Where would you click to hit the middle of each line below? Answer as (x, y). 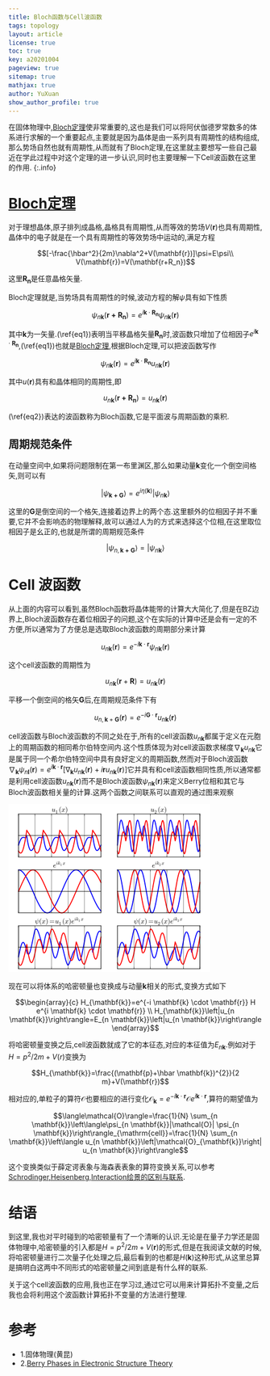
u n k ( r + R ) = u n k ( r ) (135, 682)
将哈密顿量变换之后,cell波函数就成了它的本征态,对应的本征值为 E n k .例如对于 (132, 1046)
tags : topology (34, 25)
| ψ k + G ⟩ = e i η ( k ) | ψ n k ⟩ (135, 493)
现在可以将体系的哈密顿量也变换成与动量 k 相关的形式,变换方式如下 (118, 987)
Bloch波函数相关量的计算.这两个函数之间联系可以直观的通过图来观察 (121, 793)
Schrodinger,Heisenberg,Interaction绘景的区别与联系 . (97, 1177)
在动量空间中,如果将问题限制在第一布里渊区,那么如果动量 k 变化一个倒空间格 (133, 465)
